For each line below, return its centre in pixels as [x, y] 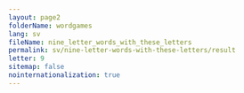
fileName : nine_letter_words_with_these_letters [100, 42]
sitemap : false [37, 67]
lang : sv [24, 34]
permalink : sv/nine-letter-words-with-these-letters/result [122, 50]
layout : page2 [35, 17]
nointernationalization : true [65, 75]
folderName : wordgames [50, 26]
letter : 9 [27, 58]
